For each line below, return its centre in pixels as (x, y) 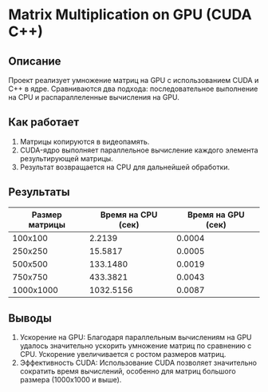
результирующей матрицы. (66, 158)
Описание (35, 61)
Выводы (30, 318)
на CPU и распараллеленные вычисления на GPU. (94, 97)
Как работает (44, 123)
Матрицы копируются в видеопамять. (85, 141)
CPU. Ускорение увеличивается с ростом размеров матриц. (123, 354)
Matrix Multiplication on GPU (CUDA (130, 15)
